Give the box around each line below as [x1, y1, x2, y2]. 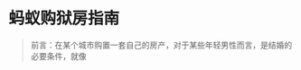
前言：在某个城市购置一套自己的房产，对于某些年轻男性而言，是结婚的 [30, 39, 293, 50]
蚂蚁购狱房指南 [8, 8, 120, 29]
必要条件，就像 [30, 50, 87, 61]
